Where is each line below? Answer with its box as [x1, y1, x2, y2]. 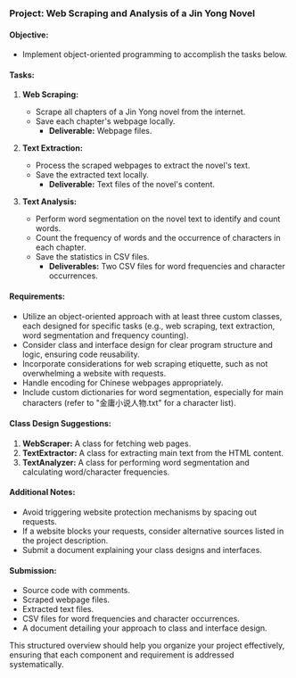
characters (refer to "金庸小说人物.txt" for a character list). [21, 397, 236, 408]
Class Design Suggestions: [9, 418, 111, 429]
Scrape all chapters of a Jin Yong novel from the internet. [35, 106, 246, 118]
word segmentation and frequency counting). [21, 329, 189, 341]
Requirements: [9, 291, 65, 302]
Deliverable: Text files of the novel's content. [48, 179, 216, 190]
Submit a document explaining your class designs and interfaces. [21, 544, 263, 555]
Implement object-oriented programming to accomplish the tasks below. [21, 49, 288, 60]
